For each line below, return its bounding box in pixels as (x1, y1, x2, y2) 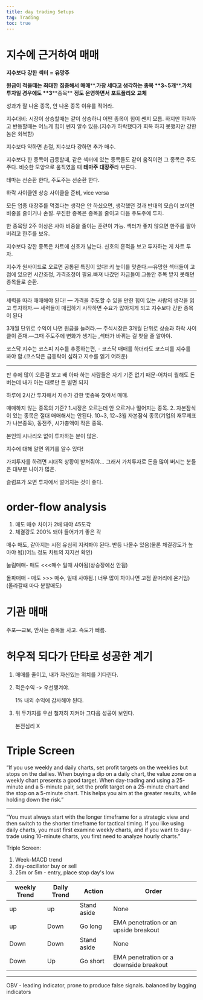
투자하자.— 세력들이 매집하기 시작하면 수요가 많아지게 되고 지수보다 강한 (12, 305, 182, 312)
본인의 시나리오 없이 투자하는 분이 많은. (6, 433, 98, 440)
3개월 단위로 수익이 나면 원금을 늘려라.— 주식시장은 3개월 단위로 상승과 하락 (6, 324, 185, 332)
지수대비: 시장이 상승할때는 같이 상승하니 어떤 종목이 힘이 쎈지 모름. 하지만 (6, 115, 180, 123)
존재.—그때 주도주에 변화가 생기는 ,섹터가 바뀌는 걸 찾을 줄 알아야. (17, 332, 172, 340)
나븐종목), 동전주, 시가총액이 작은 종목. (12, 419, 103, 427)
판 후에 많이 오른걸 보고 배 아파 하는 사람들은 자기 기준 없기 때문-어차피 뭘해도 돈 (6, 371, 195, 378)
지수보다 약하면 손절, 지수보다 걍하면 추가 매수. (6, 143, 116, 150)
